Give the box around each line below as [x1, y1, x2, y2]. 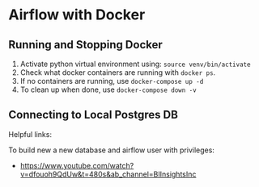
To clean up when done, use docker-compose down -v [19, 85, 197, 94]
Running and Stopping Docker [8, 38, 163, 52]
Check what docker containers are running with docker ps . [19, 68, 216, 77]
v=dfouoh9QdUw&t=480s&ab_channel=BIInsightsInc [19, 169, 197, 179]
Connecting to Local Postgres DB [8, 108, 178, 122]
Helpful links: [8, 129, 53, 139]
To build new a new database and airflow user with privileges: [8, 145, 214, 155]
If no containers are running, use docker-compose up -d [19, 77, 204, 85]
